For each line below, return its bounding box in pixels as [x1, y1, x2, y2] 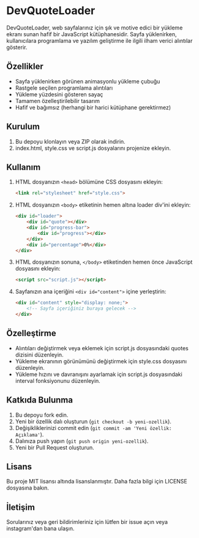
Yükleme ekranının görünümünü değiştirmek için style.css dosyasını [15, 357, 187, 365]
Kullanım [6, 162, 41, 172]
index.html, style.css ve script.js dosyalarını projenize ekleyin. [15, 144, 171, 152]
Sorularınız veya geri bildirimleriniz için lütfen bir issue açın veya [6, 518, 168, 526]
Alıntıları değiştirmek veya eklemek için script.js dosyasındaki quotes [15, 344, 189, 352]
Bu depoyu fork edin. [15, 411, 69, 418]
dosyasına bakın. [6, 484, 49, 491]
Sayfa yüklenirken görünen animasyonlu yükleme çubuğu [15, 77, 160, 85]
